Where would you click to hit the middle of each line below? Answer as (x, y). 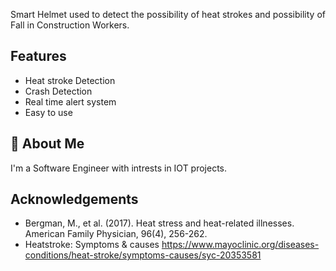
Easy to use (48, 112)
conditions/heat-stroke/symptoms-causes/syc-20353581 (143, 255)
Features (38, 56)
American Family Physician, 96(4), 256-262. (116, 234)
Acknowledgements (74, 199)
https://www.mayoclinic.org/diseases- (240, 245)
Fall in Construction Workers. (70, 25)
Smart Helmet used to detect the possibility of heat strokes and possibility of (168, 14)
